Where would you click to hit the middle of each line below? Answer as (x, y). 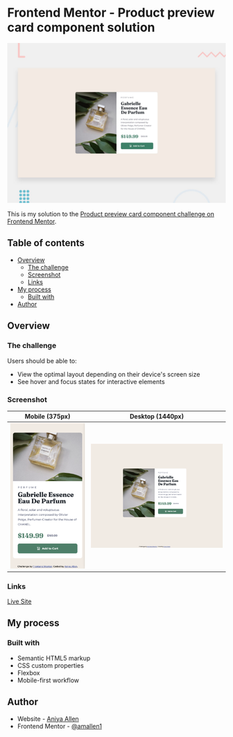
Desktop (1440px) (157, 417)
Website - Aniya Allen (48, 718)
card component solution (81, 27)
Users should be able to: (42, 361)
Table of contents (46, 243)
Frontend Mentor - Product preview (111, 13)
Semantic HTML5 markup (54, 658)
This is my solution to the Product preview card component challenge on (111, 214)
